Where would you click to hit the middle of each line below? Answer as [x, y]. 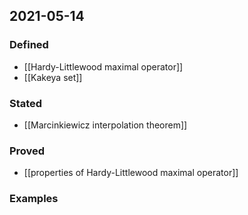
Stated [26, 103]
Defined [29, 45]
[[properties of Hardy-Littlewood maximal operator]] [131, 173]
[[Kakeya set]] [53, 77]
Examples [34, 199]
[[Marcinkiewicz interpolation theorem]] [105, 125]
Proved [27, 151]
